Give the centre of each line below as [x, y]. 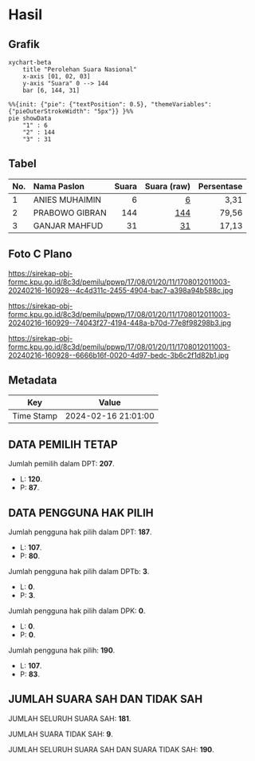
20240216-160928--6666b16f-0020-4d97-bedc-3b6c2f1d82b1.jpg [119, 355]
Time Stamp [35, 416]
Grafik [24, 44]
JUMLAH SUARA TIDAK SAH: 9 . [61, 734]
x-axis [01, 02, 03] [57, 77]
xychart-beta [30, 62]
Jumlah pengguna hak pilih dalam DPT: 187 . [80, 532]
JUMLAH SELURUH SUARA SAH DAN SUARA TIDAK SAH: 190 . [112, 749]
